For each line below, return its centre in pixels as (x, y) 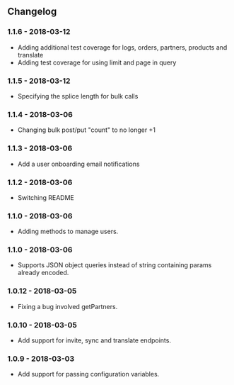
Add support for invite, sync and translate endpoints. (94, 340)
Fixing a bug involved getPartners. (68, 306)
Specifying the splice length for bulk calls (78, 96)
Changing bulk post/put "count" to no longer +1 (87, 130)
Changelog (32, 12)
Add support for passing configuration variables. (88, 374)
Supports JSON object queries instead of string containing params (115, 265)
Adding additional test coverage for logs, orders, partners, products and (122, 47)
